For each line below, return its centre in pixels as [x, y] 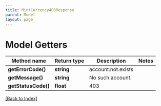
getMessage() [26, 78]
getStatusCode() [29, 86]
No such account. [110, 78]
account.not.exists [111, 69]
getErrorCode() [27, 69]
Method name [28, 61]
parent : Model [21, 15]
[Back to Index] [21, 99]
